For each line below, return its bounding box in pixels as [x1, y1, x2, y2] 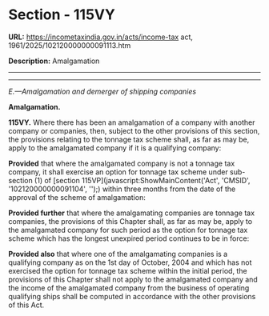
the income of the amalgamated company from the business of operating [8, 282, 250, 293]
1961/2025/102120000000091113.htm [8, 40, 131, 50]
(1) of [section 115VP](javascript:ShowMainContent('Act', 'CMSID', [34, 175, 251, 185]
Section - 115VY [8, 6, 116, 24]
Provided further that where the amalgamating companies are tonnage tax [8, 208, 255, 218]
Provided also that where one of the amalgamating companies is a [8, 249, 228, 258]
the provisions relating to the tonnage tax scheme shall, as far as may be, [8, 134, 250, 144]
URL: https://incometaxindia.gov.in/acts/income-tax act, [8, 32, 194, 42]
